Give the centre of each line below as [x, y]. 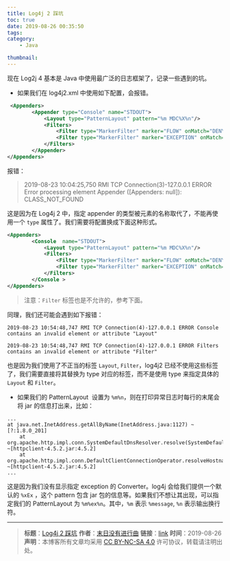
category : [21, 39]
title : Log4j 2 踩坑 [35, 13]
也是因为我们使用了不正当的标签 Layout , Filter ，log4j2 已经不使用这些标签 [113, 365]
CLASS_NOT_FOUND [54, 199]
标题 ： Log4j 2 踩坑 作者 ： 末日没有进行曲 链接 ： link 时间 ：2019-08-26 [123, 533]
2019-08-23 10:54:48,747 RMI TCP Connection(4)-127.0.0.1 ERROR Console [113, 328]
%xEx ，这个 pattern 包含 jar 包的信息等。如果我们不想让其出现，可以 [117, 494]
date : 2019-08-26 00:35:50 [46, 26]
